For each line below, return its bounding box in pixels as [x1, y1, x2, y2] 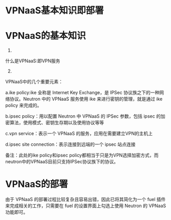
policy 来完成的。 [5, 102, 42, 108]
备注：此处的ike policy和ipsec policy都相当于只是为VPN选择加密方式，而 [5, 152, 159, 159]
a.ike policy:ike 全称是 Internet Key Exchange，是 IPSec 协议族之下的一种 [5, 90, 160, 96]
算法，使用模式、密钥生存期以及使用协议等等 [9, 120, 104, 126]
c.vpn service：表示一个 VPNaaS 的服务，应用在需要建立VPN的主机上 [5, 130, 153, 137]
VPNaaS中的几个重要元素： [5, 79, 63, 85]
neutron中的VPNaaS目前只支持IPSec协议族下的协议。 [5, 159, 119, 165]
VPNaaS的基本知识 [5, 30, 86, 41]
